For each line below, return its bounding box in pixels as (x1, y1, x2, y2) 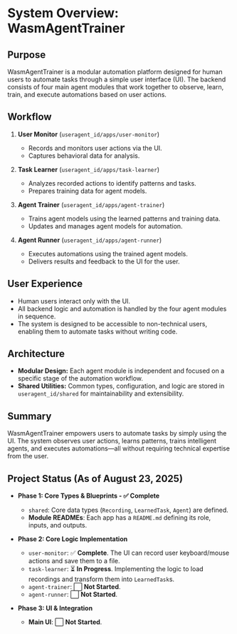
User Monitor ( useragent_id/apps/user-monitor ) (17, 130, 160, 139)
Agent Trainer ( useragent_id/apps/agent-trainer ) (17, 200, 165, 208)
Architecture (7, 348, 65, 360)
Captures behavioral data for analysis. (28, 151, 140, 160)
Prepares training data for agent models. (28, 186, 147, 195)
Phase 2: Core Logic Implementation (17, 535, 128, 543)
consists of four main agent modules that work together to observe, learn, (7, 83, 224, 91)
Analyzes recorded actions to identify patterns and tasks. (28, 178, 197, 187)
